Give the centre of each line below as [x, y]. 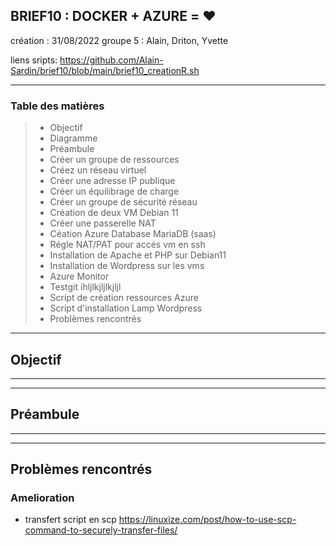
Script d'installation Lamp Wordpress [126, 308]
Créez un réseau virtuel [98, 170]
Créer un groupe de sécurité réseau [123, 202]
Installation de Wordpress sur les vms [127, 266]
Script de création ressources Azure [124, 298]
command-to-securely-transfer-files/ [101, 530]
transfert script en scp [70, 520]
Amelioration [42, 498]
